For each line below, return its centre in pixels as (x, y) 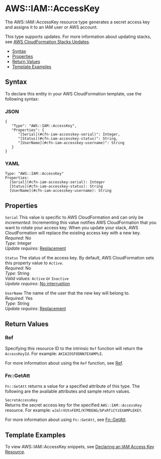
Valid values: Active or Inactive (37, 278)
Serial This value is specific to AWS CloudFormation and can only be (74, 218)
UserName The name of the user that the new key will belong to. (67, 293)
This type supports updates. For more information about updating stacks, (78, 37)
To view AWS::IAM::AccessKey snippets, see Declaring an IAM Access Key (80, 446)
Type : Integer (18, 243)
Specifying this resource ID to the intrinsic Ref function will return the (74, 348)
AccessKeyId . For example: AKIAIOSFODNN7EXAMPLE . (54, 353)
